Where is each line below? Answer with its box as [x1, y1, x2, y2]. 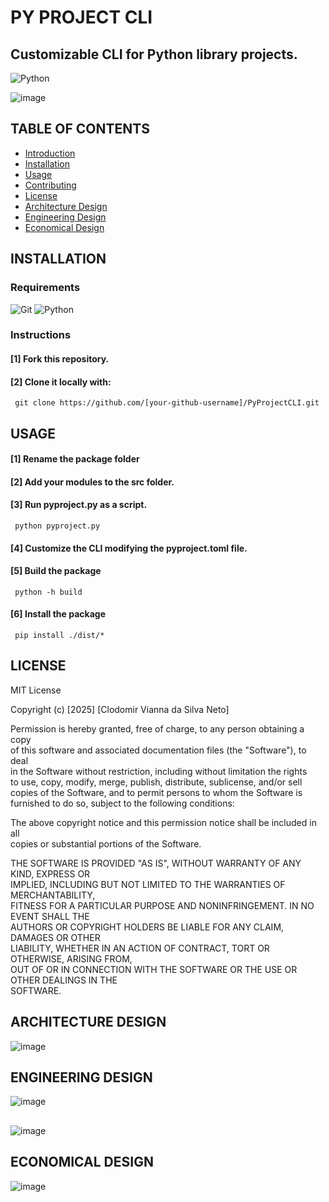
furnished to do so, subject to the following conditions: [10, 797, 235, 809]
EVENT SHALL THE [10, 910, 90, 922]
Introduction [24, 147, 76, 159]
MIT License [10, 684, 62, 696]
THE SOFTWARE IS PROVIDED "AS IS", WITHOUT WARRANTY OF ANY [10, 857, 302, 869]
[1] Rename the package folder [10, 453, 140, 465]
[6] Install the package [10, 608, 106, 620]
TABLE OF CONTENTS [10, 121, 150, 138]
